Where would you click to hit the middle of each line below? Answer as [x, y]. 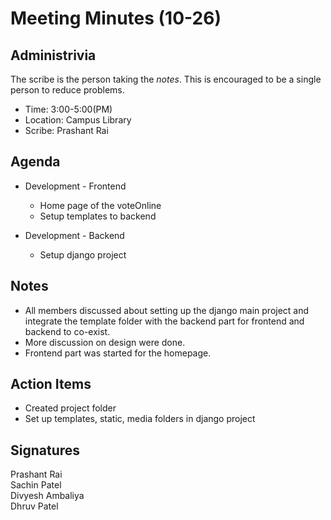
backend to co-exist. [67, 331]
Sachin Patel [36, 485]
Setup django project [83, 254]
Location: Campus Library [78, 120]
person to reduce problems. [67, 90]
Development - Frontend [75, 186]
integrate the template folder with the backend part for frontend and [164, 321]
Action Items [51, 384]
